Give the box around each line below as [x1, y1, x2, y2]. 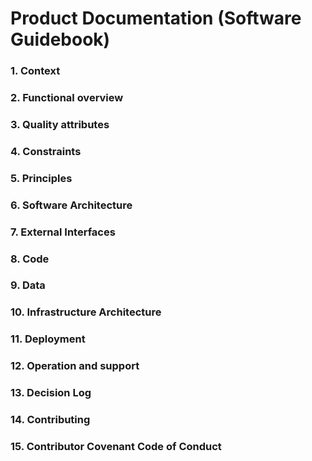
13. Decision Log [10, 386, 92, 400]
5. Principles [10, 171, 73, 185]
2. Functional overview [10, 91, 124, 105]
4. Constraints [10, 144, 82, 158]
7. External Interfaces [10, 225, 116, 239]
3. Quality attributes [10, 117, 110, 131]
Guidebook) [10, 28, 111, 51]
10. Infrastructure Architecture [10, 305, 162, 319]
